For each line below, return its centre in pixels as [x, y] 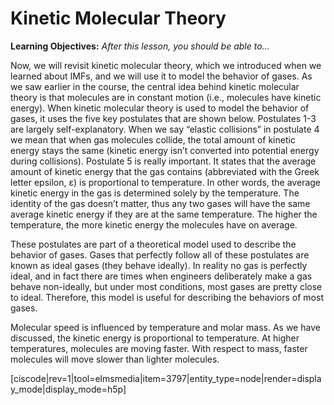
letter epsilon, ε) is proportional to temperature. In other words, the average [166, 182]
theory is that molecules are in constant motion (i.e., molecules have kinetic [166, 97]
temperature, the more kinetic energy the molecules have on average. [154, 224]
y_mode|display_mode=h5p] [68, 389]
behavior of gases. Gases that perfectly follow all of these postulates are [160, 254]
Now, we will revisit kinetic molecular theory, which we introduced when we [166, 65]
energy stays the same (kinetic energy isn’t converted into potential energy [165, 150]
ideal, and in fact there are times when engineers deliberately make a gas [161, 276]
